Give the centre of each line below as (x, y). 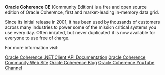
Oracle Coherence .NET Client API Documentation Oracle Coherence (75, 57)
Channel (14, 68)
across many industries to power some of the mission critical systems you (81, 27)
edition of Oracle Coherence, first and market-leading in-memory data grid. (82, 12)
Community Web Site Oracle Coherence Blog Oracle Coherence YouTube (80, 62)
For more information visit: (32, 47)
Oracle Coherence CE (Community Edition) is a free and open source (76, 7)
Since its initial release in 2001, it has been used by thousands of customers (82, 22)
